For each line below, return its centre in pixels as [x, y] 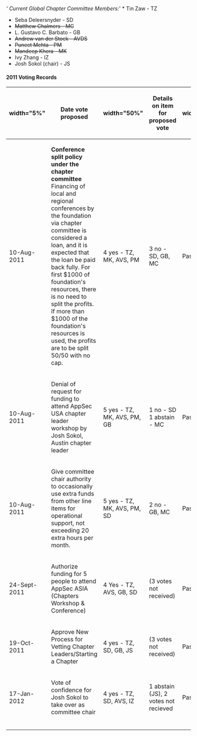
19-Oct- [22, 643]
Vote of [61, 683]
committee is [69, 231]
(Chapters [65, 596]
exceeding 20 [70, 531]
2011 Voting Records [31, 77]
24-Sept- [23, 585]
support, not [68, 523]
